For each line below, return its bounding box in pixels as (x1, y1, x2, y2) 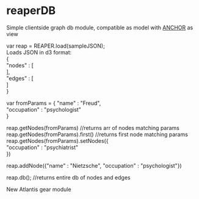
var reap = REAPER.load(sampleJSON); (6, 42, 105, 49)
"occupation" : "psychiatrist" (6, 143, 79, 151)
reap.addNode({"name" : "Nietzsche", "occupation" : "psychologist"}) (6, 162, 182, 169)
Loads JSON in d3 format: (6, 48, 72, 56)
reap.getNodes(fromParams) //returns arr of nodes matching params (6, 124, 180, 131)
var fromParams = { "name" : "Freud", (6, 99, 101, 107)
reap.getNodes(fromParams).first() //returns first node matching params (6, 131, 188, 138)
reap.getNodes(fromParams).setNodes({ (6, 137, 109, 144)
